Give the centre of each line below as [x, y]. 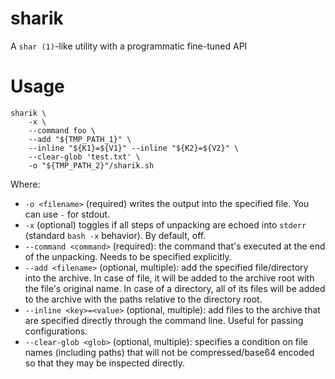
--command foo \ [62, 130]
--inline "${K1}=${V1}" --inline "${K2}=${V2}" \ [134, 148]
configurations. [56, 331]
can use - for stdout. [67, 214]
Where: [25, 184]
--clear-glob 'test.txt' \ [84, 157]
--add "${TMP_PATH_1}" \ [80, 139]
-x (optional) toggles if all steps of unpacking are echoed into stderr [165, 224]
